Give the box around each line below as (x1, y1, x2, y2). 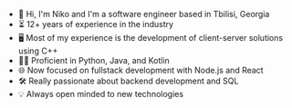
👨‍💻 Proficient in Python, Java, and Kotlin (17, 55, 171, 65)
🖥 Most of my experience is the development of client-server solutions (17, 33, 284, 43)
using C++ (17, 45, 58, 56)
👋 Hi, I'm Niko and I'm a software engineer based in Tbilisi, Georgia (17, 9, 270, 19)
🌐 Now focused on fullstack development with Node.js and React (17, 64, 264, 75)
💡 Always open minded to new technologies (17, 89, 184, 99)
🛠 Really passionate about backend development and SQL (17, 75, 239, 86)
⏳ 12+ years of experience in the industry (17, 19, 174, 29)
